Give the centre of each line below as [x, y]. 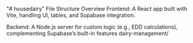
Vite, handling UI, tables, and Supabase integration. [71, 15]
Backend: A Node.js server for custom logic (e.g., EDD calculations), [92, 27]
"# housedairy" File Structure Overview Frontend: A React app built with [97, 9]
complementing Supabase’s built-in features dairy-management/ [88, 33]
